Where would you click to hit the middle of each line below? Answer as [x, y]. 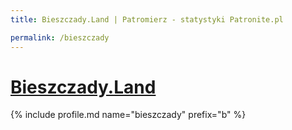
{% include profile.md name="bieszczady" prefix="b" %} [128, 115]
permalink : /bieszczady [60, 37]
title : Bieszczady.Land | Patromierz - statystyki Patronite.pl [147, 19]
